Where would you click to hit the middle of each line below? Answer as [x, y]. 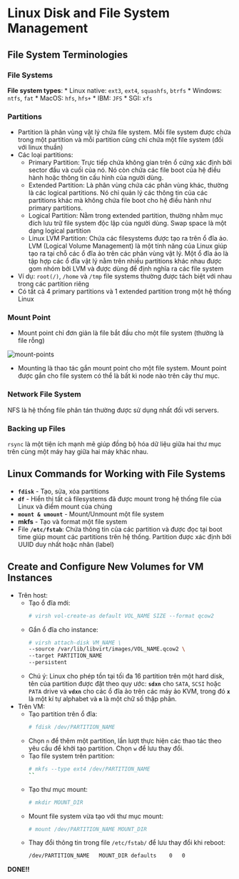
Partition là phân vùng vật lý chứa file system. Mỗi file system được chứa [124, 132]
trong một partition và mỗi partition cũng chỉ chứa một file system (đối [120, 140]
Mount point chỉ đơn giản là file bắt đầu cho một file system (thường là [121, 333]
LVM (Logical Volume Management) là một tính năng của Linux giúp [128, 246]
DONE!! [19, 870]
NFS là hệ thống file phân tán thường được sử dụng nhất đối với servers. [113, 410]
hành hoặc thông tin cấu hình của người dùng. [96, 178]
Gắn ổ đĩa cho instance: [63, 629]
